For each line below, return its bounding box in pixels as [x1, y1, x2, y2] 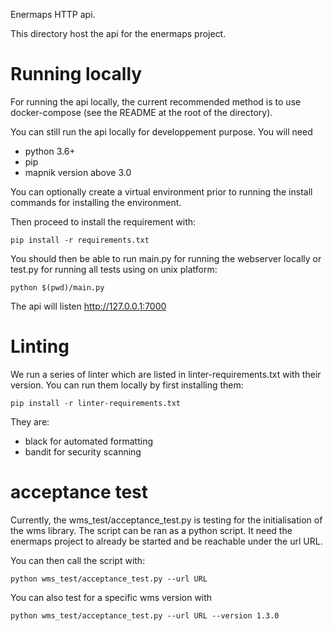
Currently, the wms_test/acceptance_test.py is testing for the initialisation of [10, 514, 323, 526]
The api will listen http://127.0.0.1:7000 [10, 300, 167, 312]
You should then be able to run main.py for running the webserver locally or [10, 252, 322, 264]
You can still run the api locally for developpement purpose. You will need [10, 125, 313, 138]
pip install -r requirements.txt [10, 235, 150, 245]
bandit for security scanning [24, 445, 142, 458]
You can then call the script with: [10, 554, 146, 566]
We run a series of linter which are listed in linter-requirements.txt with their [10, 368, 322, 380]
